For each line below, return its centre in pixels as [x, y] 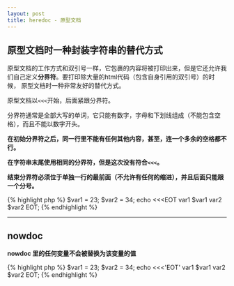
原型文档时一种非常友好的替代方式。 [73, 86]
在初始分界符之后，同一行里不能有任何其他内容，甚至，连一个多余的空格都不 [117, 139]
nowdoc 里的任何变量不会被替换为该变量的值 [72, 254]
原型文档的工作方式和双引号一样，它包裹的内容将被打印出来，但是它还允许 [114, 68]
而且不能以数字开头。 [53, 124]
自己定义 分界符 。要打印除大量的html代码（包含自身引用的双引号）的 [111, 77]
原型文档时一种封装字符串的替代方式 [85, 50]
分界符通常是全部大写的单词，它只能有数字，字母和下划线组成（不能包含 [111, 115]
